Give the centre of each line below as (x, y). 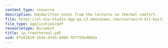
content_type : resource (30, 10)
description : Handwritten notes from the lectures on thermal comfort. (81, 14)
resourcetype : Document (30, 28)
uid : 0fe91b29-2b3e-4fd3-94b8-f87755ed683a (51, 38)
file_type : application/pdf (34, 24)
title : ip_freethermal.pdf (33, 33)
